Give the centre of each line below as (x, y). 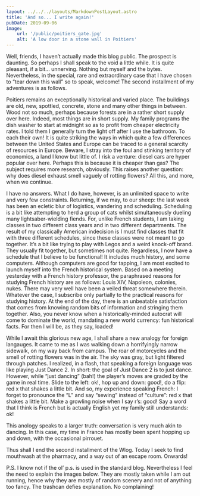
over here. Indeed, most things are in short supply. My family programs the (98, 119)
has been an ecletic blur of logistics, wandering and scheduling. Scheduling (99, 206)
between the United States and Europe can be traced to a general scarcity (97, 144)
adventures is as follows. (37, 88)
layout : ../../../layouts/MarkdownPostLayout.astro (71, 12)
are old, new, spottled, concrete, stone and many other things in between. (97, 106)
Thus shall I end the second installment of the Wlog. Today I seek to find (95, 450)
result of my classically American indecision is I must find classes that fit (95, 231)
